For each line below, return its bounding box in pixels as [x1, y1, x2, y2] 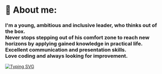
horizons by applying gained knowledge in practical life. [5, 40, 143, 47]
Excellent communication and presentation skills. [5, 47, 127, 53]
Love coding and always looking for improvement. [5, 52, 128, 59]
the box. [5, 28, 26, 35]
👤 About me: [5, 4, 57, 16]
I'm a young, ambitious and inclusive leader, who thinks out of [5, 22, 158, 29]
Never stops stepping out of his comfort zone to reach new [5, 34, 150, 41]
